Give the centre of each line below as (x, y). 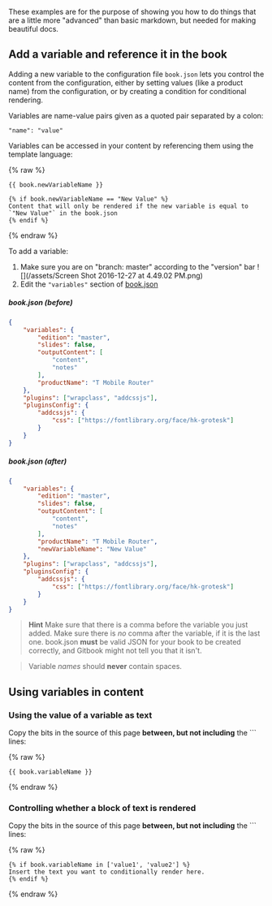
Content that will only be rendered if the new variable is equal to (129, 206)
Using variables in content (76, 692)
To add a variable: (39, 251)
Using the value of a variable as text (80, 715)
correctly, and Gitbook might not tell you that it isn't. (115, 651)
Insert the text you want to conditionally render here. (107, 872)
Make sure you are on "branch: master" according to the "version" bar (138, 266)
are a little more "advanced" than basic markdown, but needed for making (132, 20)
